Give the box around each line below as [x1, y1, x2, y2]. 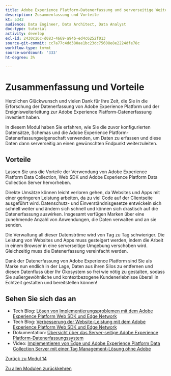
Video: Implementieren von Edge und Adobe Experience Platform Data [12, 340, 160, 346]
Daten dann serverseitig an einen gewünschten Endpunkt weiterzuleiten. [5, 141, 158, 147]
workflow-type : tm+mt [5, 45, 51, 50]
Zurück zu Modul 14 [5, 355, 47, 362]
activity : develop [5, 31, 44, 36]
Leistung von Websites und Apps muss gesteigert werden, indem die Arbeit [5, 237, 164, 244]
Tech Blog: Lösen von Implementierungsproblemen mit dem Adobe [12, 308, 153, 314]
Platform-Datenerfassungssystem [12, 335, 84, 341]
